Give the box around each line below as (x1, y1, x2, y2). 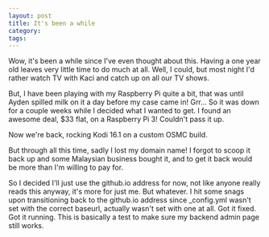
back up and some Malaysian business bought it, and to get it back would (8, 154, 253, 164)
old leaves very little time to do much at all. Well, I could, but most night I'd (8, 65, 255, 75)
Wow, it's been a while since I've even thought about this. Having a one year (8, 56, 262, 66)
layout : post (8, 11, 52, 20)
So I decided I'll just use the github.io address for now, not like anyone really (8, 178, 261, 188)
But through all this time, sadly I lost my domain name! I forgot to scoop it (8, 145, 251, 155)
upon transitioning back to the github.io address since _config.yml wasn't (8, 195, 251, 205)
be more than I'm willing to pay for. (8, 162, 123, 173)
